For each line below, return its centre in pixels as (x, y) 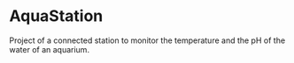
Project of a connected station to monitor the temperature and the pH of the (147, 40)
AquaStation (56, 16)
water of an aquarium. (50, 49)
